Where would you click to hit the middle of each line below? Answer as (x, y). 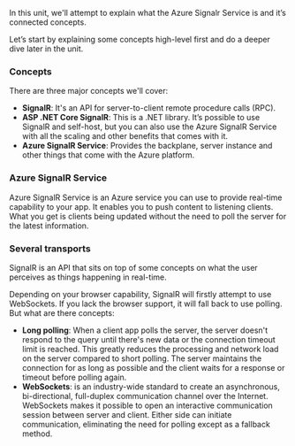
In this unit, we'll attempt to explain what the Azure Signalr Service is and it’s (148, 13)
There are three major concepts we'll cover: (89, 91)
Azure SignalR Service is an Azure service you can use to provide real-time (146, 197)
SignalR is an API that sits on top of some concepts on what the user (133, 267)
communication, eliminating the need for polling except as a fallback (146, 424)
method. (37, 434)
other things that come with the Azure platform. (108, 155)
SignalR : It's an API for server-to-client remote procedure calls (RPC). (149, 108)
